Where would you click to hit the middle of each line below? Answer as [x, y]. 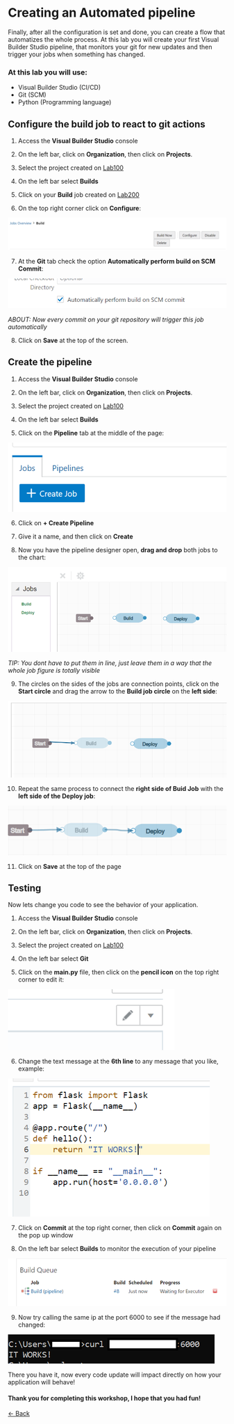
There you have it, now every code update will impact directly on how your [115, 1375]
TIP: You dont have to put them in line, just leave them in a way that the [110, 663]
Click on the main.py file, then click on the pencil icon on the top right [118, 973]
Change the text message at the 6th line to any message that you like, [118, 1062]
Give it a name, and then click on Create [76, 536]
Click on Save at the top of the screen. [73, 340]
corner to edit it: [41, 979]
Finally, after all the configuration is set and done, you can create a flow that [116, 32]
